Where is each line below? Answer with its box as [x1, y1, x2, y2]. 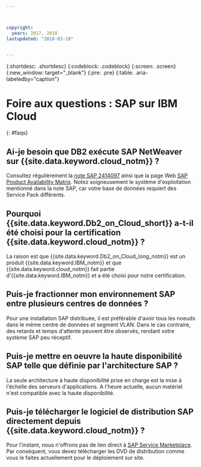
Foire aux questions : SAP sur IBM [6, 97, 178, 110]
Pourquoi [6, 209, 41, 219]
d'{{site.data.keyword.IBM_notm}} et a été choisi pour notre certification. [6, 272, 186, 279]
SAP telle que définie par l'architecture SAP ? [6, 361, 178, 371]
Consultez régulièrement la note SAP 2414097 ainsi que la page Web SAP [6, 172, 188, 179]
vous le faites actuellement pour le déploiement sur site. [6, 454, 145, 462]
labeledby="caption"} [6, 76, 59, 83]
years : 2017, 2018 [11, 30, 58, 36]
